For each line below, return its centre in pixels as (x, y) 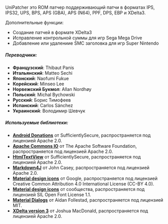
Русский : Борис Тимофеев (41, 100)
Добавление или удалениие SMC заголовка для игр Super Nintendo (86, 43)
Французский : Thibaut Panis (43, 68)
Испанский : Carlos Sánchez (43, 105)
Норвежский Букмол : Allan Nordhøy (52, 89)
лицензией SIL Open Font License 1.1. (52, 195)
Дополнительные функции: (35, 23)
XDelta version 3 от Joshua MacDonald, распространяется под (80, 211)
